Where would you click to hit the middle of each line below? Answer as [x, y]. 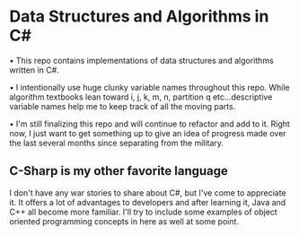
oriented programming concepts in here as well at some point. [124, 221]
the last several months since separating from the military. [117, 143]
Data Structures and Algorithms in [139, 17]
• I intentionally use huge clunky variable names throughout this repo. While [149, 87]
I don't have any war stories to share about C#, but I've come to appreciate [148, 192]
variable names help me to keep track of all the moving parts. [123, 106]
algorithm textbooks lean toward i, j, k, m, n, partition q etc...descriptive [141, 97]
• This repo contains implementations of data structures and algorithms [141, 60]
